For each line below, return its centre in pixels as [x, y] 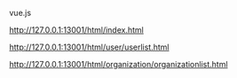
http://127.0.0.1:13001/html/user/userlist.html [89, 47]
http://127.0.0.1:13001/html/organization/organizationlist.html [118, 64]
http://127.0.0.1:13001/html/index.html [76, 30]
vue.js [20, 13]
